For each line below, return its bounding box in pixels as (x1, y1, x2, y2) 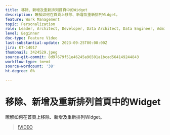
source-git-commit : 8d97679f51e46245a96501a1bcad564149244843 (5, 54, 139, 60)
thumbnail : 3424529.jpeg (5, 50, 58, 55)
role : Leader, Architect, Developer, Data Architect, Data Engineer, (5, 26, 155, 31)
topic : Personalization (5, 21, 56, 27)
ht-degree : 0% (5, 69, 35, 74)
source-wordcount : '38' (5, 64, 56, 69)
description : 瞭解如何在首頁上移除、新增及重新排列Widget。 (5, 12, 120, 17)
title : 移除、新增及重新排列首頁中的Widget (5, 7, 88, 13)
